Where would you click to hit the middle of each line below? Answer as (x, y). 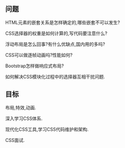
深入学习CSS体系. (24, 118)
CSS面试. (15, 140)
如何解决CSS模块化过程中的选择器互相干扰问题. (55, 77)
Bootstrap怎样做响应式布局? (35, 66)
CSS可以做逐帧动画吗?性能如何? (39, 55)
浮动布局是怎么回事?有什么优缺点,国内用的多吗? (55, 44)
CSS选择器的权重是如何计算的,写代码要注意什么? (56, 33)
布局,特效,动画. (21, 107)
